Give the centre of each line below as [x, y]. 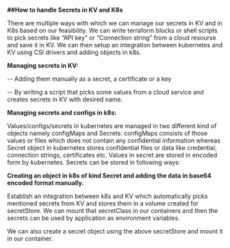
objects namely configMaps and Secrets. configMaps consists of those [107, 133]
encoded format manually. [46, 183]
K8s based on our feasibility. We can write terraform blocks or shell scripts [112, 30]
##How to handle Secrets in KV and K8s [65, 10]
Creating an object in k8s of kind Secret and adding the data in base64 [110, 175]
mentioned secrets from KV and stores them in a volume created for [103, 203]
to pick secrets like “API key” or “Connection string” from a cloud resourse [112, 38]
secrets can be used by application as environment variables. [93, 218]
